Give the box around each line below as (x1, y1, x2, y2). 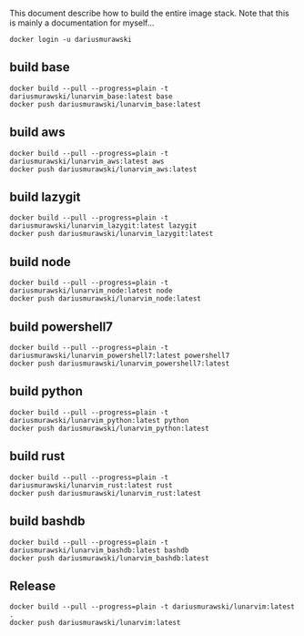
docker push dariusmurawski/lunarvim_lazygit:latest (9, 230, 214, 239)
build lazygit (9, 190, 81, 205)
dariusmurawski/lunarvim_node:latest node (9, 286, 173, 295)
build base (9, 59, 70, 76)
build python (9, 384, 84, 399)
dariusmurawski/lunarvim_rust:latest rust (9, 480, 173, 490)
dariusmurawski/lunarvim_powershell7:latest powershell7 (9, 351, 230, 361)
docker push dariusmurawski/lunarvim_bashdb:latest (9, 553, 209, 563)
